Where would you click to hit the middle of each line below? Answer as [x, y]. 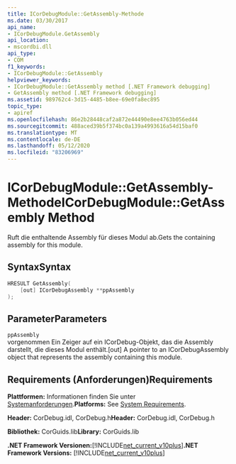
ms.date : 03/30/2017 [38, 21]
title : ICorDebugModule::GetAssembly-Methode [75, 14]
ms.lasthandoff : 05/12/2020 [49, 146]
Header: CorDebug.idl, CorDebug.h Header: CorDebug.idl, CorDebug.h [111, 418]
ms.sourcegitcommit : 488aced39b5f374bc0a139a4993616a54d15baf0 [103, 126]
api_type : [22, 54]
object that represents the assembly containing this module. [95, 357]
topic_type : [25, 106]
